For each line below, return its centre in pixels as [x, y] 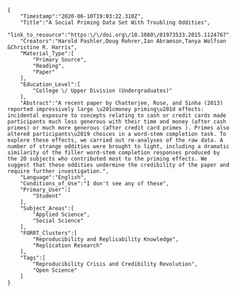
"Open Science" [55, 270]
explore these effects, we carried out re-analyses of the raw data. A [115, 140]
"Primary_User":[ [46, 190]
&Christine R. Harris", [42, 47]
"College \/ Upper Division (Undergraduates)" [103, 91]
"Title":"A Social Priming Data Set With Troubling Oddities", [115, 23]
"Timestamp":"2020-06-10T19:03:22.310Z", [82, 16]
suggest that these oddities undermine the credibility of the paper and [119, 165]
